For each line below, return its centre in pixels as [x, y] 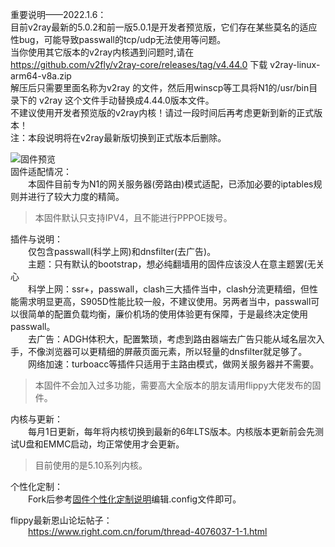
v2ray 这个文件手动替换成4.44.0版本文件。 [126, 100]
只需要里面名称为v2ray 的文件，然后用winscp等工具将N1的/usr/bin [173, 87]
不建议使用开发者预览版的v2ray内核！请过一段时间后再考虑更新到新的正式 [162, 112]
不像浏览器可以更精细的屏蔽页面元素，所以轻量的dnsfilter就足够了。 [167, 351]
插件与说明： [36, 239]
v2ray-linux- [295, 64]
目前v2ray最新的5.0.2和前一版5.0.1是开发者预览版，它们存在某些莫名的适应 [164, 27]
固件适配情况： [41, 171]
